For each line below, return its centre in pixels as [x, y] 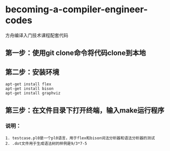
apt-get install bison [29, 89]
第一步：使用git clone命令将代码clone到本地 [76, 53]
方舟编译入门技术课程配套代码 [37, 35]
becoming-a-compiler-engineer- [77, 10]
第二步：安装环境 [32, 72]
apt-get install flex [28, 84]
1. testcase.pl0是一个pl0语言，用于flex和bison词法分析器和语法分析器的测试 [80, 138]
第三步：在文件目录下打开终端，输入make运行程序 [85, 110]
